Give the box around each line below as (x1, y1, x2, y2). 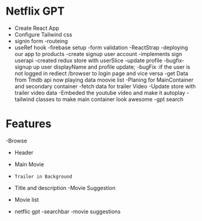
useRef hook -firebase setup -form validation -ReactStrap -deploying (14, 44, 188, 51)
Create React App (14, 24, 60, 32)
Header (14, 149, 34, 156)
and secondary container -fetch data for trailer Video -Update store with (14, 82, 196, 89)
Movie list (14, 196, 39, 203)
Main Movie (14, 160, 44, 168)
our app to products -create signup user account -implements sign (14, 50, 183, 57)
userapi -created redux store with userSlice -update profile (14, 57, 162, 64)
